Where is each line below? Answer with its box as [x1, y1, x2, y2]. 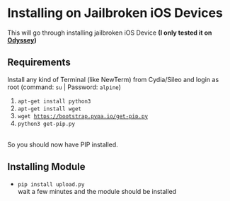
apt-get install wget [17, 105, 81, 113]
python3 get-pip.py [17, 120, 76, 127]
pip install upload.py [17, 180, 85, 188]
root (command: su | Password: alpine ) [7, 83, 122, 91]
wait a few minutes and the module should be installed [17, 187, 177, 195]
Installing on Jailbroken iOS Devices [7, 5, 223, 21]
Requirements [7, 57, 71, 69]
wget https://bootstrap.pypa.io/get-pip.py [17, 113, 149, 120]
